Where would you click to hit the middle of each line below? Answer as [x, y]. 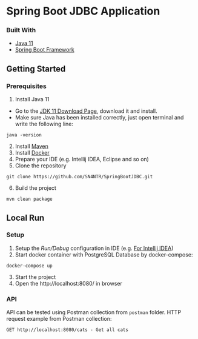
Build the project [35, 188]
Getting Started [36, 69]
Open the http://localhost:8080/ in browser [68, 283]
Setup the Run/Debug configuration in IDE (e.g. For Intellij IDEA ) [94, 248]
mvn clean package [29, 199]
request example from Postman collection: [59, 319]
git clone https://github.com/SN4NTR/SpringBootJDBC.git [80, 177]
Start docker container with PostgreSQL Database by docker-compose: [104, 254]
